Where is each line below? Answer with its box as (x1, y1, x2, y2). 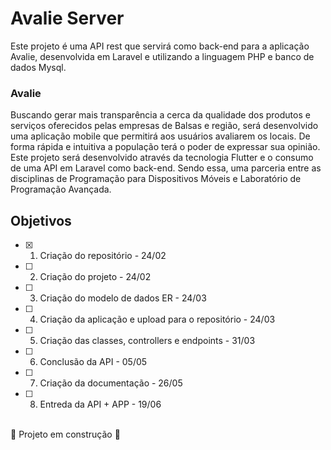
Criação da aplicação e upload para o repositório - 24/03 (39, 313, 276, 326)
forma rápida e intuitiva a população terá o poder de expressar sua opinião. (10, 141, 321, 153)
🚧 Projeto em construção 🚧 (10, 428, 121, 441)
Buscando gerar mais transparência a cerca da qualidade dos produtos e (10, 109, 311, 121)
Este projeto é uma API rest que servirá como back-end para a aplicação (10, 40, 310, 52)
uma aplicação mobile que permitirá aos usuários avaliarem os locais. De (10, 130, 311, 142)
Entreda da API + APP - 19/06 (39, 398, 162, 411)
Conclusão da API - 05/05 (39, 356, 148, 368)
